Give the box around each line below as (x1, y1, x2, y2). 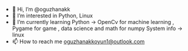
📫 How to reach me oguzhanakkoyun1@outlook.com (12, 38, 145, 45)
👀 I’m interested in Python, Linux (12, 12, 93, 19)
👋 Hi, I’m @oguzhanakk (12, 6, 71, 13)
